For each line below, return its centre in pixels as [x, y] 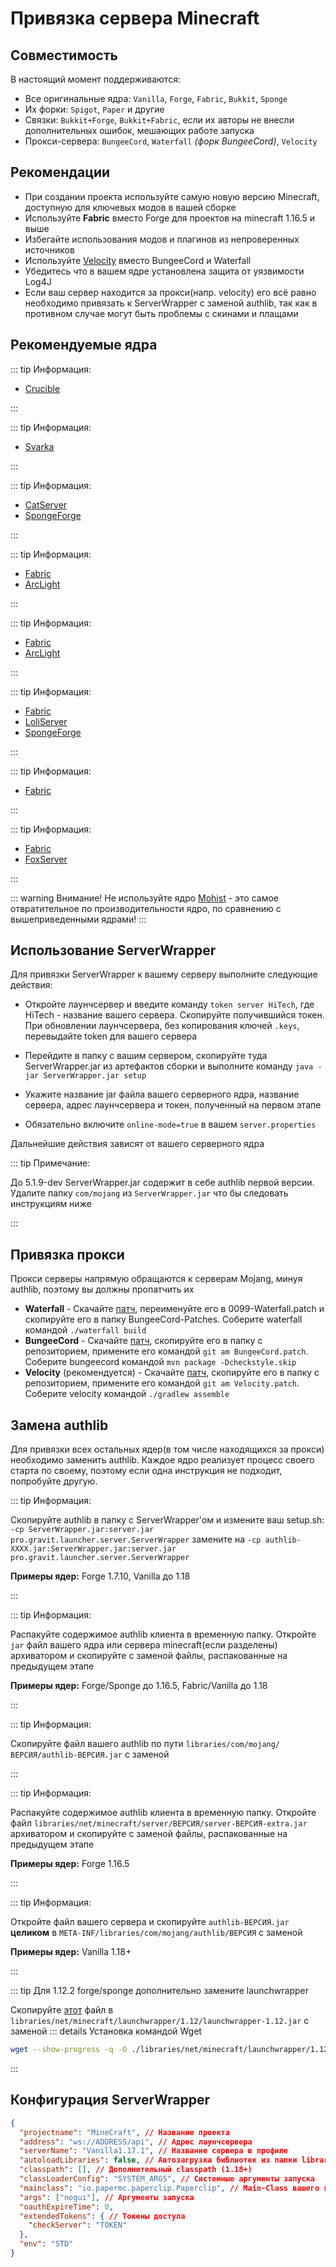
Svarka [39, 446]
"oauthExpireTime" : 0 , [66, 2207]
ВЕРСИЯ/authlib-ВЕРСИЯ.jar [66, 1755]
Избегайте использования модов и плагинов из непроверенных [162, 239]
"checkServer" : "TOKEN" [78, 2225]
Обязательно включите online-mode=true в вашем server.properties [170, 1124]
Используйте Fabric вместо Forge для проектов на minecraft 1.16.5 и [170, 218]
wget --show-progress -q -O [69, 2050]
